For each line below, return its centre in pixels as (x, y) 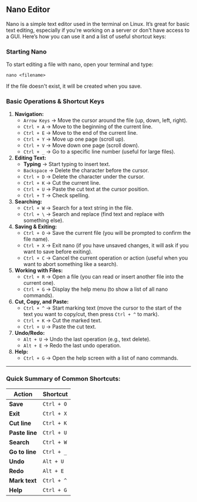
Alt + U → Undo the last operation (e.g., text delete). (87, 339)
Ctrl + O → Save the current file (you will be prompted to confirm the (107, 233)
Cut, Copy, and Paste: (42, 302)
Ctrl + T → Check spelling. (56, 195)
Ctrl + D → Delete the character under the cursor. (84, 177)
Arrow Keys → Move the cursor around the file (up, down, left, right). (105, 121)
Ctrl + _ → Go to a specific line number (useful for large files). (99, 152)
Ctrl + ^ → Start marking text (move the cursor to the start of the (102, 308)
